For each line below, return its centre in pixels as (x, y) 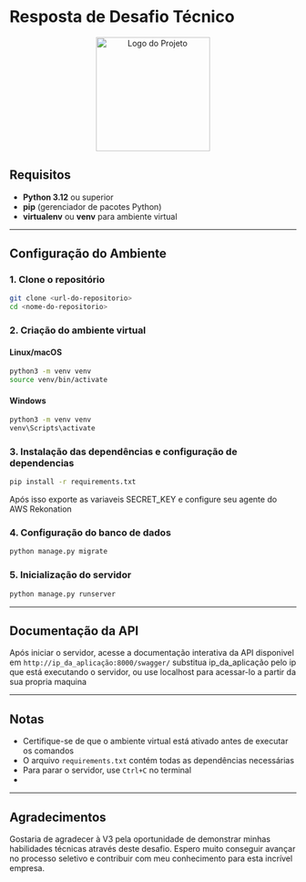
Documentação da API (74, 631)
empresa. (27, 867)
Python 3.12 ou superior (68, 197)
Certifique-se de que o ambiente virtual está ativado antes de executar (155, 742)
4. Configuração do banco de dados (90, 533)
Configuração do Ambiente (88, 254)
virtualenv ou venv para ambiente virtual (100, 216)
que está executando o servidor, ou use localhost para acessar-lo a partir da (153, 672)
